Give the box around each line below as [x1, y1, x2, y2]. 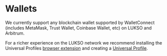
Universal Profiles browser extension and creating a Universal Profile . [5, 45, 148, 51]
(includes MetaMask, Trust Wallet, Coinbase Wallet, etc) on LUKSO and [5, 24, 152, 30]
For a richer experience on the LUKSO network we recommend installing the [5, 39, 162, 45]
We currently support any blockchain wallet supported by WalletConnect [5, 19, 155, 25]
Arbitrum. [5, 30, 25, 36]
